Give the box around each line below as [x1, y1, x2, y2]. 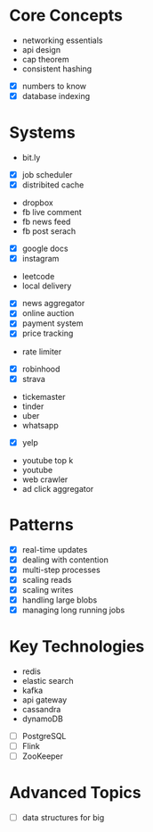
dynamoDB [21, 713, 64, 724]
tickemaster [21, 391, 66, 402]
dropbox [21, 197, 53, 208]
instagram [21, 254, 60, 264]
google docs [21, 243, 68, 254]
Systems [9, 122, 76, 143]
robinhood [21, 363, 60, 374]
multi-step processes [21, 564, 101, 575]
